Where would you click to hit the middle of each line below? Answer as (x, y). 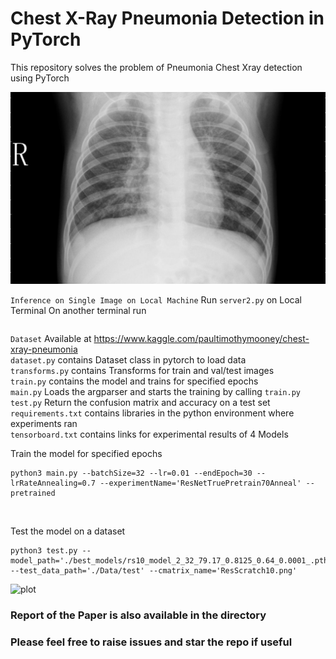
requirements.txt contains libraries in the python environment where (152, 413)
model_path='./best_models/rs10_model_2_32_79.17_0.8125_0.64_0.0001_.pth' (171, 561)
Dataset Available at (51, 339)
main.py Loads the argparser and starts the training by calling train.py (155, 392)
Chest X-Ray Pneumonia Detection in (167, 18)
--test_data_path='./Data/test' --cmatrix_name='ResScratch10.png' (154, 571)
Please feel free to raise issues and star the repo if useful (151, 642)
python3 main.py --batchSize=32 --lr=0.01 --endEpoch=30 (131, 473)
